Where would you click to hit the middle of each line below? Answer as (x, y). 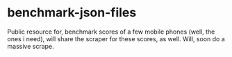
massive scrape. (31, 46)
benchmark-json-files (72, 13)
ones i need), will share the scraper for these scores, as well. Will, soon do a (116, 38)
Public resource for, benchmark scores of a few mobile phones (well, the (111, 32)
